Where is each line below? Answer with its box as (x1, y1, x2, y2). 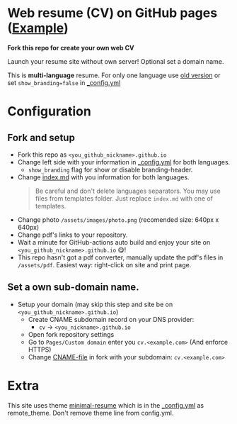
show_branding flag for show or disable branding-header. (28, 165, 193, 174)
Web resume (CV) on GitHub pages (7, 5, 218, 21)
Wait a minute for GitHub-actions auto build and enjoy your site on (17, 238, 211, 246)
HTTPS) (28, 345, 52, 354)
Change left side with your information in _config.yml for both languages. (17, 157, 231, 166)
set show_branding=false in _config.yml (7, 78, 121, 87)
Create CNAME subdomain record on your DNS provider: (28, 315, 195, 323)
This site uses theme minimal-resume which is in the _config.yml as (7, 401, 204, 409)
